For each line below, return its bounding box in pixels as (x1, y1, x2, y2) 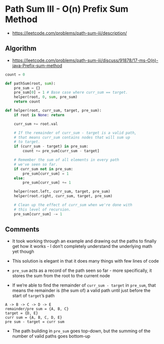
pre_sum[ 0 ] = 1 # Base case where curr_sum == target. (14, 90, 128, 95)
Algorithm (5, 44, 37, 53)
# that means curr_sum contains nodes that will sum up (14, 135, 131, 140)
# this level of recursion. (14, 207, 71, 212)
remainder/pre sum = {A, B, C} (5, 307, 69, 312)
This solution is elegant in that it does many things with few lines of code (12, 258, 159, 264)
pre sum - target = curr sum (5, 319, 65, 324)
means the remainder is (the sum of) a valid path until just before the (12, 288, 151, 293)
